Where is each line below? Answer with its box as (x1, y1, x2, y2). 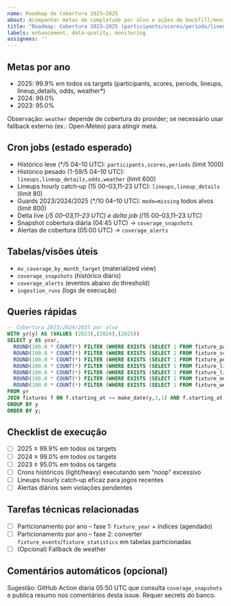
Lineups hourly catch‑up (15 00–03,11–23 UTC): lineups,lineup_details (16, 182, 220, 190)
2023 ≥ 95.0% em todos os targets (16, 460, 117, 468)
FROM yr (7, 388, 30, 396)
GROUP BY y (7, 400, 38, 408)
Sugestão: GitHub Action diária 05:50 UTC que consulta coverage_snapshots (7, 583, 223, 592)
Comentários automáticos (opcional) (7, 565, 168, 577)
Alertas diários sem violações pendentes (16, 483, 133, 492)
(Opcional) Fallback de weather (16, 545, 107, 553)
